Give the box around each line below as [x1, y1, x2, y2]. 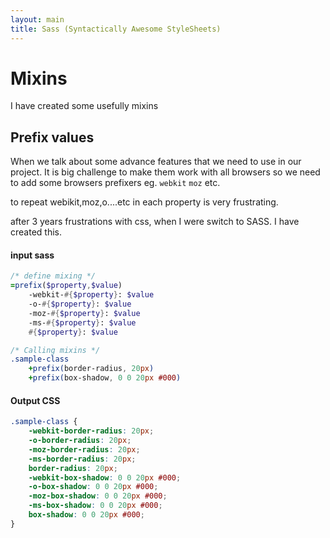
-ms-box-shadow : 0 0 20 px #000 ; [28, 501, 163, 511]
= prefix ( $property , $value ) [10, 281, 123, 291]
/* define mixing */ [10, 271, 97, 281]
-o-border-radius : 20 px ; [28, 436, 132, 446]
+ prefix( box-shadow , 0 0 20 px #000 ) [28, 373, 182, 383]
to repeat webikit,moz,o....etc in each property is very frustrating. [10, 196, 279, 208]
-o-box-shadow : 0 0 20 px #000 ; [28, 482, 159, 492]
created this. [10, 226, 62, 238]
